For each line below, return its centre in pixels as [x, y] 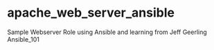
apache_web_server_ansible [91, 13]
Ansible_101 [23, 39]
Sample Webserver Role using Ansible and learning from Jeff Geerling [107, 32]
